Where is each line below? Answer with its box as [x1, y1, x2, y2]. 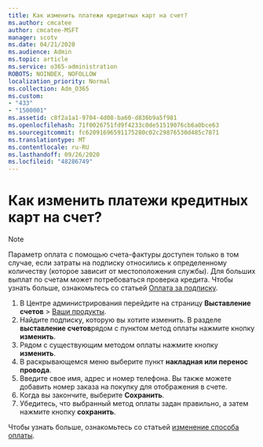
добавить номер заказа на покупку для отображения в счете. [19, 382, 228, 392]
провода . [19, 365, 52, 375]
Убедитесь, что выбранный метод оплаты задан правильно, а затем [19, 399, 249, 408]
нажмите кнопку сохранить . [19, 407, 116, 417]
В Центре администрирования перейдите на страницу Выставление [19, 298, 251, 308]
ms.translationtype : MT [8, 135, 86, 144]
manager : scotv [8, 33, 58, 42]
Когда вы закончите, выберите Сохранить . [19, 390, 165, 400]
